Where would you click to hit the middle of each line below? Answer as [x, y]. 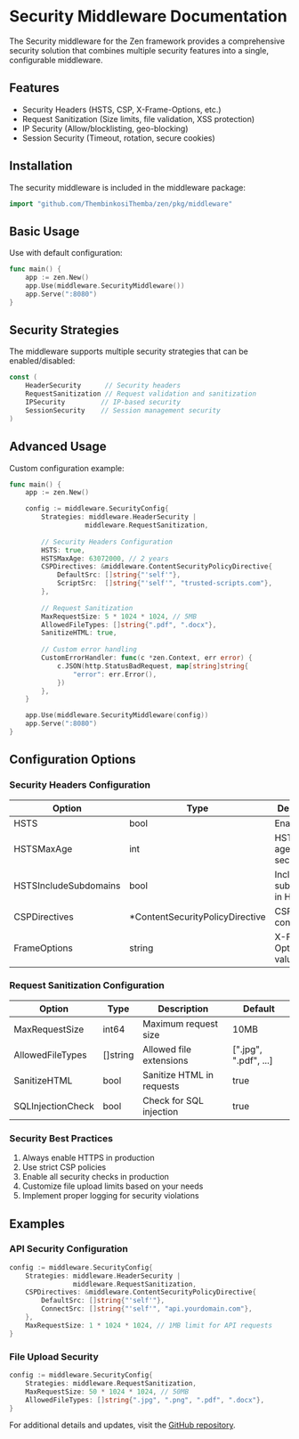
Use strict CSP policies [64, 1167]
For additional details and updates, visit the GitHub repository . [122, 1425]
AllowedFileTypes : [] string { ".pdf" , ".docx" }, [129, 625]
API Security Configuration [69, 1249]
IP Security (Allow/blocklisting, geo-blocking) [105, 128]
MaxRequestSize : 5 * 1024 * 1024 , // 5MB [119, 617]
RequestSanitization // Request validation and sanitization [141, 394]
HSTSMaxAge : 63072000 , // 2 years [105, 559]
